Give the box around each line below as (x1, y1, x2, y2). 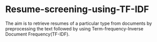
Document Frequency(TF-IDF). (5, 31, 70, 37)
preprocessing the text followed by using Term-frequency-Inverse (5, 25, 144, 31)
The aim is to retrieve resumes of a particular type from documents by (5, 20, 152, 26)
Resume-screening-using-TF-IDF (5, 4, 149, 15)
